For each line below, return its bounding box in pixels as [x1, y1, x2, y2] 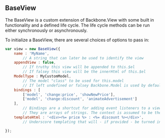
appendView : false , [14, 60, 56, 65]
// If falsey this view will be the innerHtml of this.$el [23, 69, 146, 74]
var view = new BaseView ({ [5, 46, 60, 51]
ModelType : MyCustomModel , [14, 74, 71, 79]
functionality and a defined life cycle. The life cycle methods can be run [5, 22, 150, 28]
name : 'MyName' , [14, 51, 50, 56]
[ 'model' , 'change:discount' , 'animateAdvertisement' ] [23, 97, 137, 102]
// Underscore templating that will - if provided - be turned [23, 119, 155, 124]
